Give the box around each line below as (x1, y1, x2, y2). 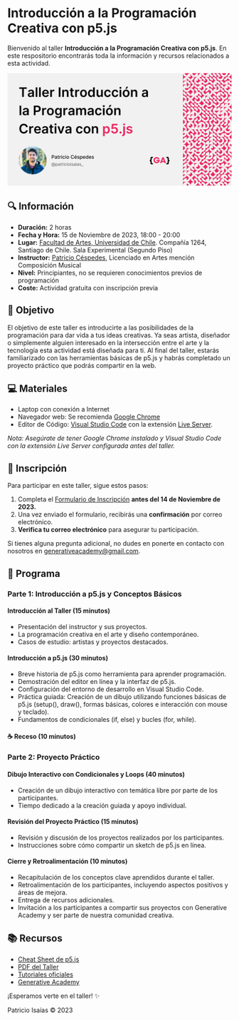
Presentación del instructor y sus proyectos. (17, 622, 148, 631)
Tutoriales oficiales (17, 970, 73, 979)
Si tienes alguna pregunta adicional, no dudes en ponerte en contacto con (7, 539, 225, 548)
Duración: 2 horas (17, 223, 72, 231)
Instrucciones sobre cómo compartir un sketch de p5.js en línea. (17, 840, 206, 850)
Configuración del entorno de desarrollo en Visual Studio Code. (17, 685, 204, 693)
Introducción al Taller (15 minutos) (7, 606, 110, 615)
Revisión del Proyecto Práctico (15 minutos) (7, 817, 139, 826)
